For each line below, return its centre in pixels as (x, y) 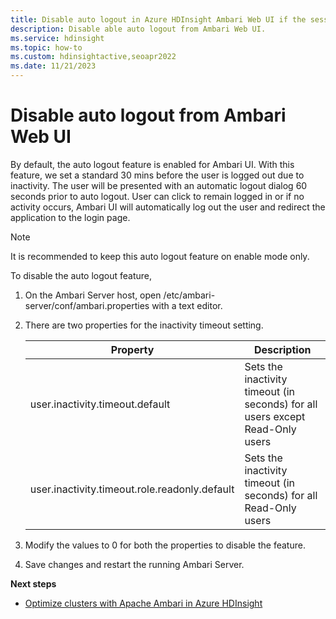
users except (275, 416)
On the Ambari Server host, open (93, 295)
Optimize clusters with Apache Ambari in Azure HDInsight (143, 603)
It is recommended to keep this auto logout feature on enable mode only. (160, 256)
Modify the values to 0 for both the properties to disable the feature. (165, 545)
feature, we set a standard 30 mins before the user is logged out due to (157, 175)
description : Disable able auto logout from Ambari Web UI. (138, 29)
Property (132, 349)
